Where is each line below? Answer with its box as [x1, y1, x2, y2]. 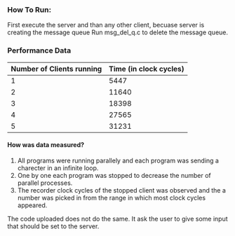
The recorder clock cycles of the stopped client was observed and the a [17, 186, 227, 194]
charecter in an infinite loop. [17, 163, 99, 172]
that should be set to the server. [7, 222, 100, 230]
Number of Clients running [11, 64, 102, 74]
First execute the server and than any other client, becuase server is [7, 21, 205, 29]
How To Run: [7, 5, 51, 15]
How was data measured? [7, 141, 85, 149]
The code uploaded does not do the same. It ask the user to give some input [7, 214, 228, 223]
